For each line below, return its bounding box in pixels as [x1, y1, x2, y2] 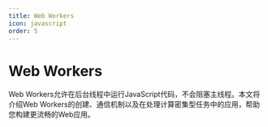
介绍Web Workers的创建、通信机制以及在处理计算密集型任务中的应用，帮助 [8, 99, 260, 109]
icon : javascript [8, 19, 67, 28]
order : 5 [8, 27, 38, 35]
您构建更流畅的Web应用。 [8, 110, 95, 120]
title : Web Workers [8, 11, 75, 20]
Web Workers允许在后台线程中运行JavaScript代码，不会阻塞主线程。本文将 [8, 90, 261, 99]
